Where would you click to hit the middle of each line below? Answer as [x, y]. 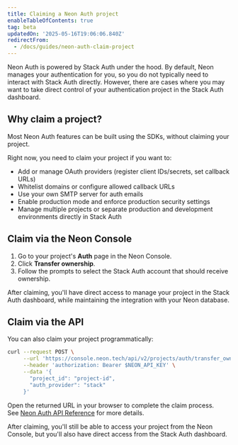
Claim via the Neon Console [70, 239]
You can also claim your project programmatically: [80, 339]
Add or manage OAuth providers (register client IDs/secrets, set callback [124, 171]
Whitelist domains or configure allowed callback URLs [96, 186]
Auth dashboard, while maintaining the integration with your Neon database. [119, 300]
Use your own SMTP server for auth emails [80, 194]
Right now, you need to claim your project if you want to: [90, 157]
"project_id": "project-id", [72, 378]
